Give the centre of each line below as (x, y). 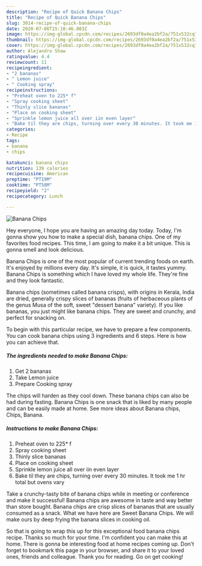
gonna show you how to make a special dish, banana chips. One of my (93, 237)
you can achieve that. (33, 342)
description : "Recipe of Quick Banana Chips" (64, 12)
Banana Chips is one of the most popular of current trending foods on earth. (100, 261)
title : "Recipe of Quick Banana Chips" (56, 17)
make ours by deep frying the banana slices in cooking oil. (78, 519)
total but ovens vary (40, 482)
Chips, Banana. (25, 415)
